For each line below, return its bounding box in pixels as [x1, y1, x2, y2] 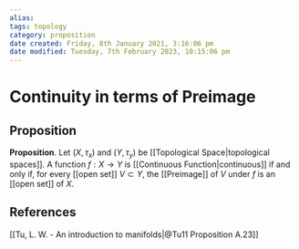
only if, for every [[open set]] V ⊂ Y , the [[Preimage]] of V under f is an [9, 168, 276, 179]
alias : [9, 13, 35, 23]
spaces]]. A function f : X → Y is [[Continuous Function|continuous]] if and [9, 159, 291, 170]
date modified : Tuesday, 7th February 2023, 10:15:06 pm [9, 47, 231, 57]
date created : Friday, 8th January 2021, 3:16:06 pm [9, 38, 214, 48]
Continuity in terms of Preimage [9, 87, 257, 108]
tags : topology [9, 22, 67, 31]
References [9, 204, 77, 220]
